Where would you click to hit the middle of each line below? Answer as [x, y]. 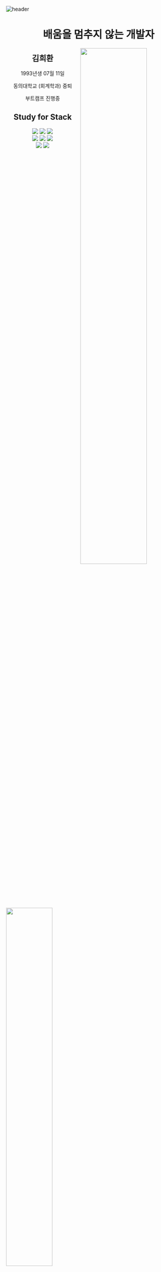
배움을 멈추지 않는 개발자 [99, 35]
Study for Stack [43, 117]
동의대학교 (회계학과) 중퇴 [43, 86]
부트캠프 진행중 [43, 98]
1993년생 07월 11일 [42, 73]
